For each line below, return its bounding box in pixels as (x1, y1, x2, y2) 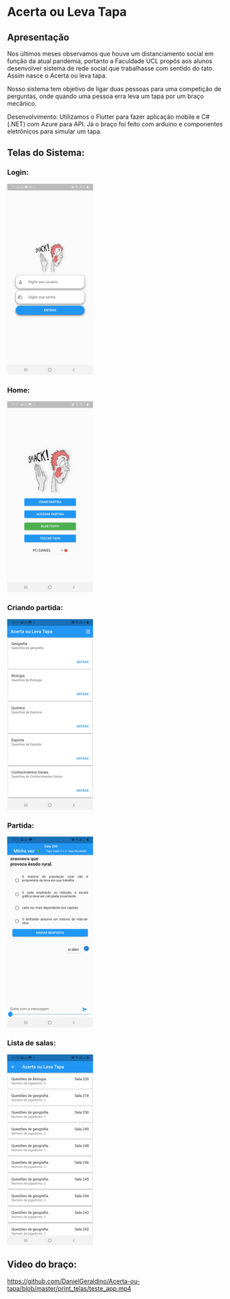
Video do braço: (7, 1259, 78, 1270)
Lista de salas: (7, 1038, 56, 1048)
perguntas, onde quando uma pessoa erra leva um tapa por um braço (7, 92, 205, 100)
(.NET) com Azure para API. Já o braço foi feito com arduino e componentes (7, 120, 223, 128)
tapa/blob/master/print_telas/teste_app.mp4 (7, 1284, 132, 1292)
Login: (7, 167, 29, 177)
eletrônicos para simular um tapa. (7, 128, 102, 135)
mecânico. (7, 100, 37, 107)
